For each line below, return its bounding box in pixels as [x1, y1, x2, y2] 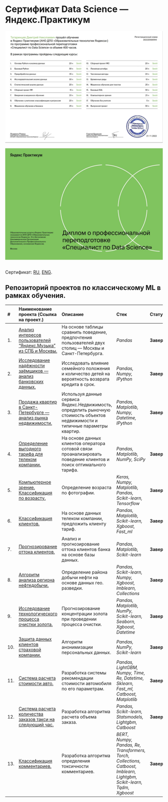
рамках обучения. [5, 291, 66, 299]
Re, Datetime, [116, 675, 144, 681]
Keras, [116, 474, 130, 480]
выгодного [18, 445, 41, 451]
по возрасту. [18, 495, 46, 501]
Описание [61, 311, 84, 317]
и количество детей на [61, 370, 110, 376]
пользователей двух [61, 340, 105, 346]
